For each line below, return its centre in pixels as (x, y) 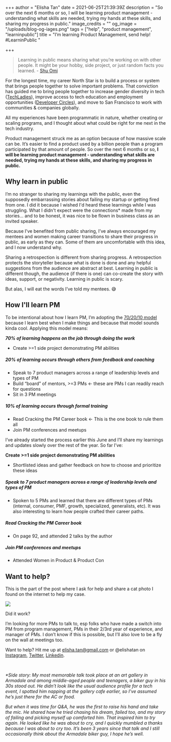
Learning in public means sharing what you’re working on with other (89, 60)
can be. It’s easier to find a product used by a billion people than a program (84, 144)
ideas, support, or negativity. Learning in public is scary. (64, 279)
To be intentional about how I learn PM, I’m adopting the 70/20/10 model (81, 317)
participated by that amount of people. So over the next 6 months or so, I (82, 149)
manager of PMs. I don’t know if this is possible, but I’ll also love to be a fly (84, 635)
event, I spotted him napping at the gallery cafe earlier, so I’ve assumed (81, 691)
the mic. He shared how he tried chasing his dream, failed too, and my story (86, 712)
